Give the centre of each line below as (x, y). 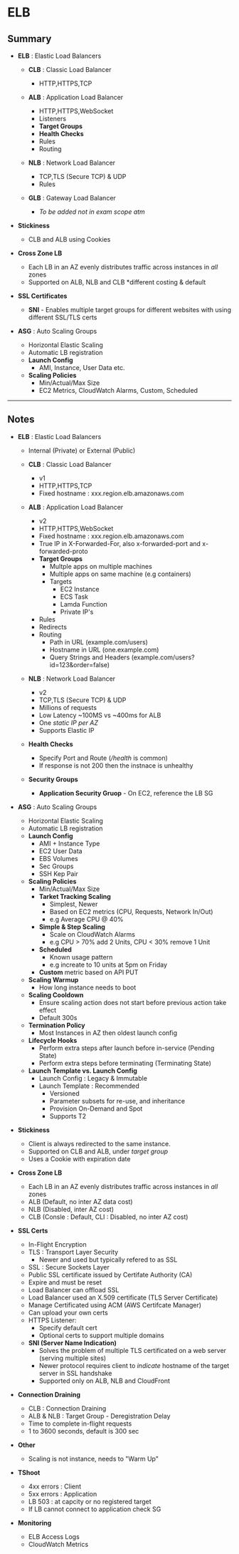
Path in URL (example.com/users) (99, 642)
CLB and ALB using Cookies (69, 239)
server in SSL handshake (75, 1373)
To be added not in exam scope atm (92, 212)
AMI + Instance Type (69, 843)
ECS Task (74, 597)
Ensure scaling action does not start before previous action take (133, 1002)
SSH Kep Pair (58, 873)
